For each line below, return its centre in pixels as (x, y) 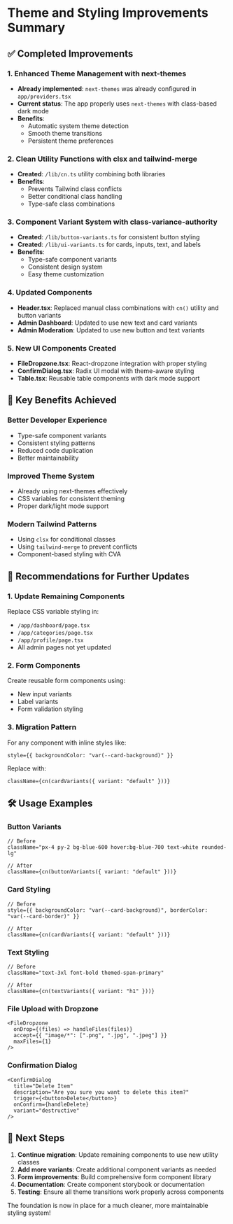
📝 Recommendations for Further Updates (99, 576)
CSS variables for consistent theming (71, 499)
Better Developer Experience (57, 420)
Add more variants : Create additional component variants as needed (117, 1169)
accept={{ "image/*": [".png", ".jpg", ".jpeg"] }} (91, 1036)
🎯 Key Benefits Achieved (62, 400)
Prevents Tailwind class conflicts (75, 189)
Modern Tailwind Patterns (52, 524)
